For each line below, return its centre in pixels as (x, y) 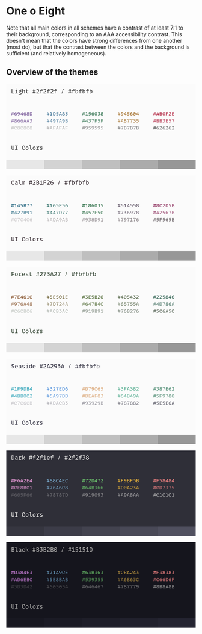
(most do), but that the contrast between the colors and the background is (98, 47)
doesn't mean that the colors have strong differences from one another (94, 40)
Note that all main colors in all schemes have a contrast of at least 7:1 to (95, 28)
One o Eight (36, 11)
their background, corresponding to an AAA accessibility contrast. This (94, 34)
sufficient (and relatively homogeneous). (57, 53)
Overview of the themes (52, 73)
